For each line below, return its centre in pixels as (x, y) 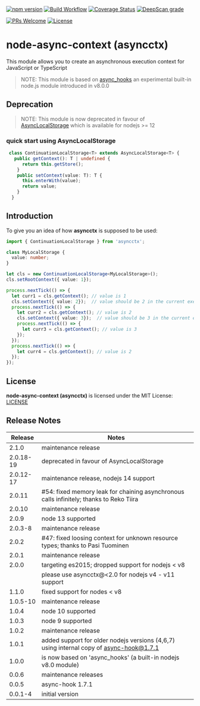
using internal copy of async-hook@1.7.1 (100, 647)
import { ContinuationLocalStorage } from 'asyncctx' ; (76, 241)
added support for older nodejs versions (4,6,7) (108, 640)
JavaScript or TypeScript (37, 67)
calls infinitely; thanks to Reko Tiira (90, 499)
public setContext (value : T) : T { (60, 175)
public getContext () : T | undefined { (62, 158)
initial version (60, 694)
